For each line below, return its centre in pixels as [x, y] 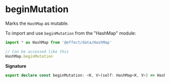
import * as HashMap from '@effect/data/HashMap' [59, 42]
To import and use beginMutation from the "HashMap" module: [71, 33]
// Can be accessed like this [37, 52]
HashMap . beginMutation [29, 56]
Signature [16, 66]
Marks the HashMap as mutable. [37, 23]
